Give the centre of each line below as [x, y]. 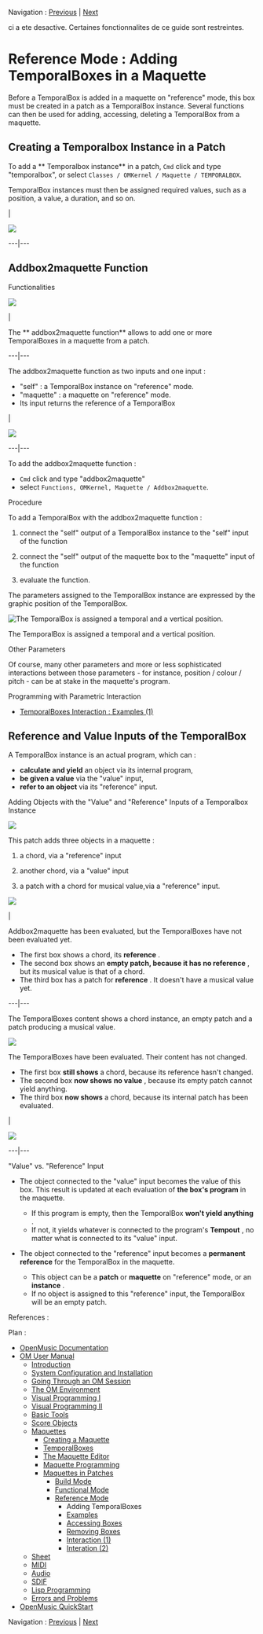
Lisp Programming [61, 1590]
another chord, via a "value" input [74, 871]
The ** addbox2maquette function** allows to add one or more [110, 332]
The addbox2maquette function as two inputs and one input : [107, 371]
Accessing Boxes [94, 1523]
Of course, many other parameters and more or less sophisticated [115, 664]
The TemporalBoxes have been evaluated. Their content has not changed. [128, 1057]
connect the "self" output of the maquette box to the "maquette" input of [137, 556]
